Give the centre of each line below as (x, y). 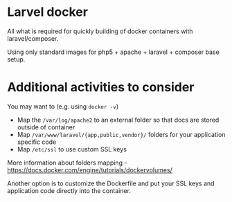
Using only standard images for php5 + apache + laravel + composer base (113, 52)
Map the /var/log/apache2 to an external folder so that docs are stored (118, 120)
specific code (37, 142)
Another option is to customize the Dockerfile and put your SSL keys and (111, 183)
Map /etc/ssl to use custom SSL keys (72, 149)
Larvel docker (48, 12)
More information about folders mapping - (67, 163)
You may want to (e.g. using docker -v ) (63, 106)
